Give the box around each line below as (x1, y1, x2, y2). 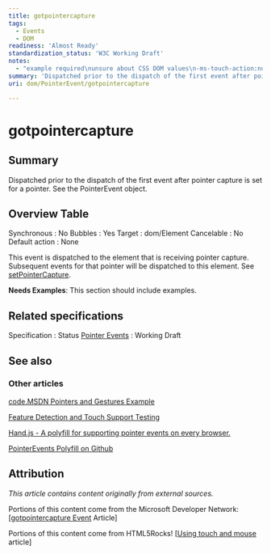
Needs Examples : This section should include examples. (8, 285, 198, 295)
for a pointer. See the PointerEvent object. (8, 184, 148, 193)
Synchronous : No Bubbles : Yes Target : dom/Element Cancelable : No (8, 228, 244, 239)
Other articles (8, 378, 64, 389)
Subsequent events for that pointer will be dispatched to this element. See (8, 261, 255, 271)
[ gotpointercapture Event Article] (8, 513, 118, 522)
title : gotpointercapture (8, 11, 95, 20)
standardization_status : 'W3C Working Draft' (8, 49, 164, 57)
